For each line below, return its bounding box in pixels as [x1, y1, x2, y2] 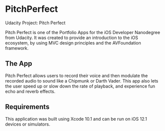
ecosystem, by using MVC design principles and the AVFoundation [5, 40, 141, 45]
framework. [5, 45, 29, 51]
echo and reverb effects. [5, 88, 55, 94]
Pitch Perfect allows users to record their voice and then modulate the [5, 73, 148, 79]
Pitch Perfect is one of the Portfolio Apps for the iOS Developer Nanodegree [5, 29, 160, 35]
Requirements [5, 103, 50, 111]
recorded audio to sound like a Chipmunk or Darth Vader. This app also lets [5, 78, 159, 84]
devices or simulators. [5, 121, 51, 127]
